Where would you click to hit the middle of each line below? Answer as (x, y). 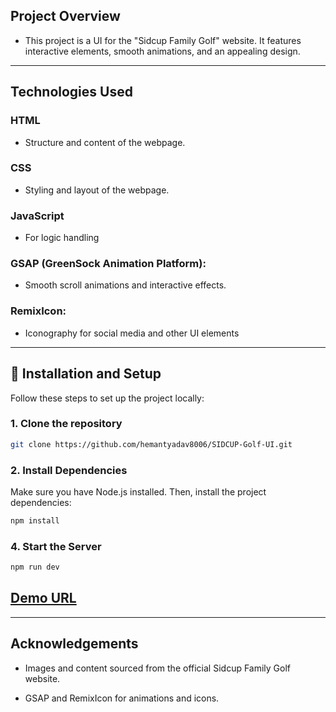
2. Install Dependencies (69, 470)
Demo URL (43, 598)
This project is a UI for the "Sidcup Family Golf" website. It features (163, 40)
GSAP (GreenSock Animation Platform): (108, 264)
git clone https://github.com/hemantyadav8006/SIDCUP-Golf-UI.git (151, 444)
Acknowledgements (74, 644)
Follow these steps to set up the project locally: (107, 398)
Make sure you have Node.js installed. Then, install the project (138, 491)
